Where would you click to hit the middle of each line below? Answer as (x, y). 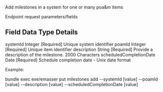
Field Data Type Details (41, 32)
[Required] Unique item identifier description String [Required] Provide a (79, 49)
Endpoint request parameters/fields (41, 17)
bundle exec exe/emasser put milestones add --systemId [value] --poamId (81, 79)
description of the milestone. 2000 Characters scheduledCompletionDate (80, 54)
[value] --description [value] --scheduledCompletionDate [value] (72, 84)
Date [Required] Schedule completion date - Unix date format (68, 60)
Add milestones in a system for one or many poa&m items (64, 7)
